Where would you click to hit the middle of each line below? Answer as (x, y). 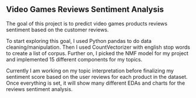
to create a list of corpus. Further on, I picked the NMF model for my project (97, 53)
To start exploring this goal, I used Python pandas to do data (79, 41)
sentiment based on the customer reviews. (58, 30)
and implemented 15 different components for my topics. (74, 59)
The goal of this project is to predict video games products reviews (87, 23)
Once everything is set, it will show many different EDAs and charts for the (96, 83)
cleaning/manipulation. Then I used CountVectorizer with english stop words (98, 47)
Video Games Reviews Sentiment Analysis (85, 10)
